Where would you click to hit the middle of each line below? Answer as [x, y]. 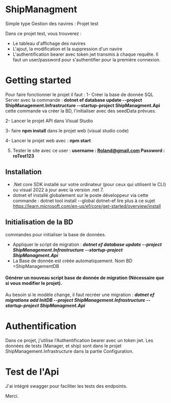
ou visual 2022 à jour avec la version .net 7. [58, 190]
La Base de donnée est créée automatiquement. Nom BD [72, 261]
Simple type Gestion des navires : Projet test [52, 24]
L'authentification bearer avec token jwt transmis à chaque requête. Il [85, 54]
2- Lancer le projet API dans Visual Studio [49, 121]
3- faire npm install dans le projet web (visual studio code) [67, 130]
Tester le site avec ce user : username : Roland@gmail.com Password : [89, 150]
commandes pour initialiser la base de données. [56, 234]
